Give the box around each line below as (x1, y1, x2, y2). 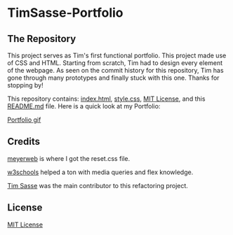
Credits (7, 136, 41, 148)
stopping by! (7, 81, 44, 89)
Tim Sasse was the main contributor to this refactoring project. (7, 181, 188, 190)
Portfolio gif (7, 115, 41, 124)
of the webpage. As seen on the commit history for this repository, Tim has (7, 66, 224, 74)
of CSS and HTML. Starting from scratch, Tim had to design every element (7, 59, 223, 67)
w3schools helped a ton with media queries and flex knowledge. (7, 168, 194, 176)
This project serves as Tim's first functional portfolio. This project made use (7, 51, 227, 59)
